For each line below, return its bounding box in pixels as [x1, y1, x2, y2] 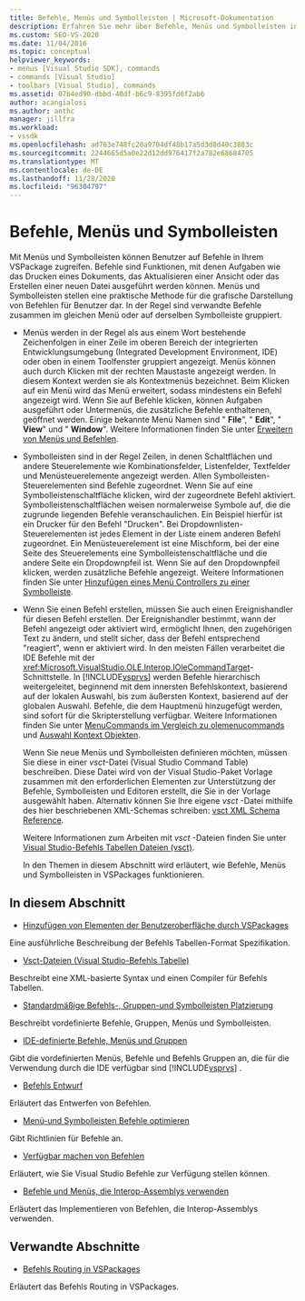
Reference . [22, 815, 64, 826]
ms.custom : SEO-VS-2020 [9, 30, 100, 39]
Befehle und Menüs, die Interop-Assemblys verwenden [22, 1186, 230, 1196]
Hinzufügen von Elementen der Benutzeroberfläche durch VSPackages [22, 919, 289, 930]
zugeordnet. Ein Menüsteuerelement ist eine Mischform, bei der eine [22, 538, 280, 549]
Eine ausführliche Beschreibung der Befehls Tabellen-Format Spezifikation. [9, 937, 290, 948]
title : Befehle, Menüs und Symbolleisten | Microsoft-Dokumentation [9, 13, 274, 23]
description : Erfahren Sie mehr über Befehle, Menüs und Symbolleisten [9, 22, 286, 31]
